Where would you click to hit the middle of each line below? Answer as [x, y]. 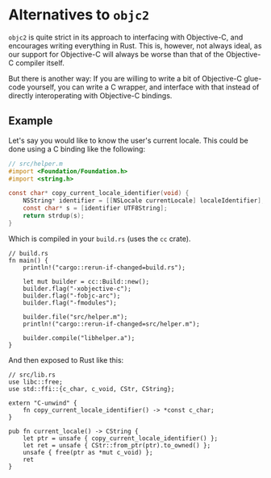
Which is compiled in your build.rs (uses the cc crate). [100, 239]
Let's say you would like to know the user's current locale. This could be [128, 140]
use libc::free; [35, 382]
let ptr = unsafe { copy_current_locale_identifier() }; [121, 438]
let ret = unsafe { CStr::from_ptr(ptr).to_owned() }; [117, 445]
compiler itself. [40, 63]
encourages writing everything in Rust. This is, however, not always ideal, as [135, 45]
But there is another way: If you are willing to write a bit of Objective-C [125, 78]
